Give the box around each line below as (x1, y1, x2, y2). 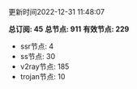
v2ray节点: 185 (19, 61, 70, 71)
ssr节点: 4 (19, 41, 54, 51)
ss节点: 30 (19, 52, 56, 61)
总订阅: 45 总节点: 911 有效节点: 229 (8, 24, 130, 34)
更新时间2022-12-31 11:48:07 (8, 7, 105, 16)
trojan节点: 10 (19, 72, 66, 81)
